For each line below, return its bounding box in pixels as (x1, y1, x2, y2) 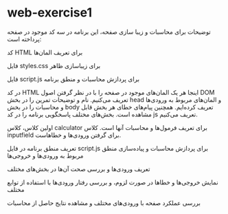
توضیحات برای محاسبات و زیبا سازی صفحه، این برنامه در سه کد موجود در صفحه (7, 28, 212, 36)
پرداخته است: (7, 34, 42, 43)
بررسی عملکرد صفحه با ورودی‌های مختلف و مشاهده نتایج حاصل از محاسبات (7, 198, 201, 207)
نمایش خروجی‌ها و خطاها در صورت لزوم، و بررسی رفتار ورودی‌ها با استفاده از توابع (7, 178, 218, 186)
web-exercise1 (7, 5, 93, 21)
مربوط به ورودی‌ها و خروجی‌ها (7, 151, 84, 160)
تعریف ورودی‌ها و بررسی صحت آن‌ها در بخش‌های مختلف (7, 164, 150, 173)
